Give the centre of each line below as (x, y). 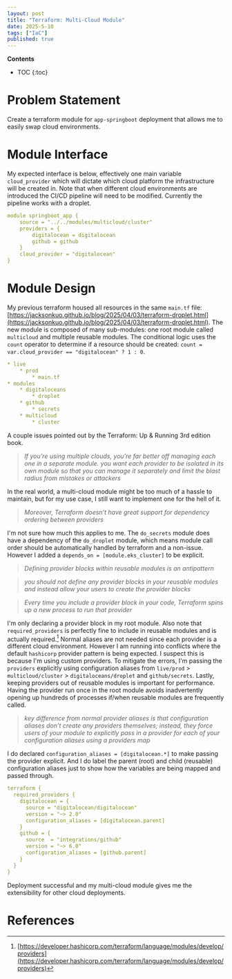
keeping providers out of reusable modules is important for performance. (111, 683)
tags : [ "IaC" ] (28, 33)
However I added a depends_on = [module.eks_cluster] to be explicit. (106, 555)
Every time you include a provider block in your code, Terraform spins (124, 602)
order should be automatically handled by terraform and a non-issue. (105, 547)
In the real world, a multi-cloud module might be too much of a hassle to (110, 491)
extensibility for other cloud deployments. (66, 893)
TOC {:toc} (32, 73)
